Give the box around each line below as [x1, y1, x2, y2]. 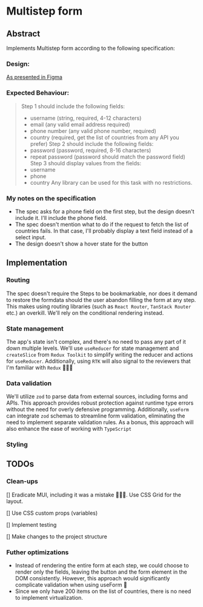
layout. [6, 497, 23, 505]
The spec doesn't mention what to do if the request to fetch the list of [15, 221, 189, 228]
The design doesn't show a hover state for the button [15, 240, 148, 247]
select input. [15, 233, 47, 241]
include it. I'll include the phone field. [15, 214, 107, 221]
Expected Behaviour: [6, 89, 70, 97]
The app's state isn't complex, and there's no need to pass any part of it [6, 338, 186, 345]
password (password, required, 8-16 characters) [30, 146, 151, 154]
